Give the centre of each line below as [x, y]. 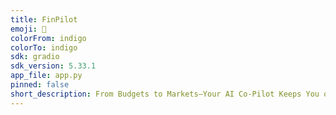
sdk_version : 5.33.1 [53, 66]
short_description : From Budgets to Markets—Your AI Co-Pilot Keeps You [165, 94]
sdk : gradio [35, 57]
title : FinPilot [44, 19]
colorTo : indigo [44, 47]
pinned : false [40, 85]
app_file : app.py [46, 76]
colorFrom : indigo [48, 38]
